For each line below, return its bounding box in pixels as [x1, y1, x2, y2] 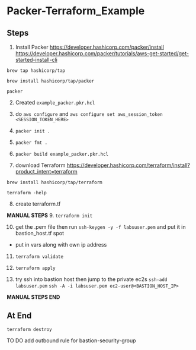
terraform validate [15, 254, 64, 260]
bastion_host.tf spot [15, 230, 65, 237]
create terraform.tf [15, 200, 61, 207]
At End [7, 311, 32, 321]
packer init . [15, 128, 50, 134]
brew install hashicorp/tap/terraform [7, 179, 102, 185]
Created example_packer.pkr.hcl [15, 99, 95, 106]
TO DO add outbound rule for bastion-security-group [7, 337, 136, 344]
